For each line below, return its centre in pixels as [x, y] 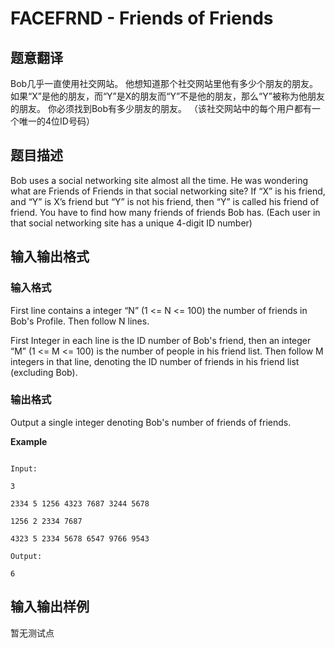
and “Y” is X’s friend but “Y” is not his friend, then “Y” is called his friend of [165, 201]
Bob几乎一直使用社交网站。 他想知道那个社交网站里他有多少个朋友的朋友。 [164, 83]
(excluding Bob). [44, 372]
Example [29, 441]
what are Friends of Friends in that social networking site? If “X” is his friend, [168, 191]
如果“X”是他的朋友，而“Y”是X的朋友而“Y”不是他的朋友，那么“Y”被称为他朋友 [167, 96]
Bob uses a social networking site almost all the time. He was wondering [159, 180]
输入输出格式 [50, 257]
